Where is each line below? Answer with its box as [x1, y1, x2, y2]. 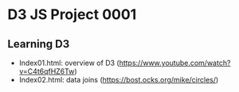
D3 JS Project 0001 [7, 6, 137, 24]
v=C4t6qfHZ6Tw [18, 67, 75, 76]
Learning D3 [7, 37, 70, 51]
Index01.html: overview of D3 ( [18, 58, 120, 67]
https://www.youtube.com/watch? [119, 58, 231, 67]
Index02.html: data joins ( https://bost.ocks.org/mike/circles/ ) [18, 75, 219, 84]
